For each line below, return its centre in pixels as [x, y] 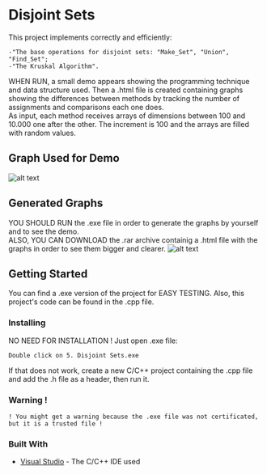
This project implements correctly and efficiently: [90, 37]
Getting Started [48, 274]
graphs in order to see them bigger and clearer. [87, 248]
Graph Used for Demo [64, 158]
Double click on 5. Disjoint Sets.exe [74, 355]
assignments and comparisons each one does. [86, 107]
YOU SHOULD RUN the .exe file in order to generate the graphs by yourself [133, 222]
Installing [27, 323]
